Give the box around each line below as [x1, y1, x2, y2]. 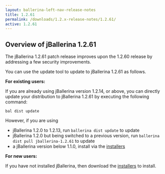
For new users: [5, 153, 37, 159]
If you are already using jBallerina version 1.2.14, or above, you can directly [5, 88, 160, 94]
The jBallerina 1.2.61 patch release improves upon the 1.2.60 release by [5, 53, 153, 60]
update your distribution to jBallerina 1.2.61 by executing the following [5, 94, 149, 100]
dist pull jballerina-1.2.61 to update [12, 138, 95, 144]
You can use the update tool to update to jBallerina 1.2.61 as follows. [5, 69, 146, 75]
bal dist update [5, 109, 39, 114]
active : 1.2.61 [5, 21, 37, 27]
